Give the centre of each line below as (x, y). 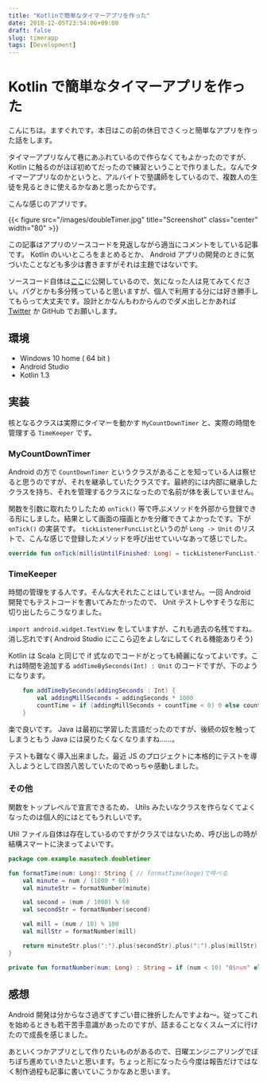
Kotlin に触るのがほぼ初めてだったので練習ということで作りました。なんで (130, 167)
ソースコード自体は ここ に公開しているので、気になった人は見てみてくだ (126, 281)
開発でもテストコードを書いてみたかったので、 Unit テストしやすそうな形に (132, 602)
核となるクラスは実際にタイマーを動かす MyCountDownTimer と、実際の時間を (132, 423)
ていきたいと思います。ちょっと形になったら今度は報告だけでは (147, 1062)
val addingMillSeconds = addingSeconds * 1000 (115, 698)
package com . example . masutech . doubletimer (79, 859)
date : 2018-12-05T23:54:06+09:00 (64, 23)
